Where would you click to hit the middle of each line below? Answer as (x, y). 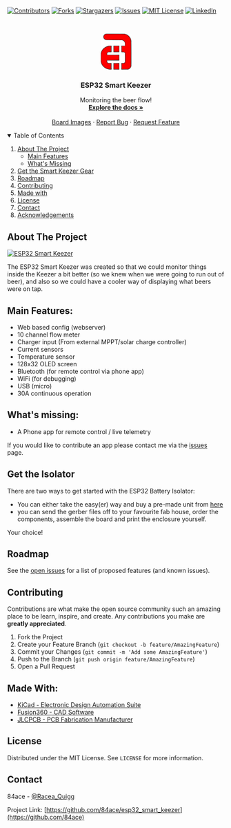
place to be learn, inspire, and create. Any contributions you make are (106, 617)
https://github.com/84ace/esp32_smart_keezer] (114, 809)
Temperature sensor (46, 357)
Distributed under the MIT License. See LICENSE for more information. (105, 758)
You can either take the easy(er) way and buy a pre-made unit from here (120, 504)
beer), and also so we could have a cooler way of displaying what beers (109, 282)
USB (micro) (34, 386)
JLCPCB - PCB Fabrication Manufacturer (75, 719)
